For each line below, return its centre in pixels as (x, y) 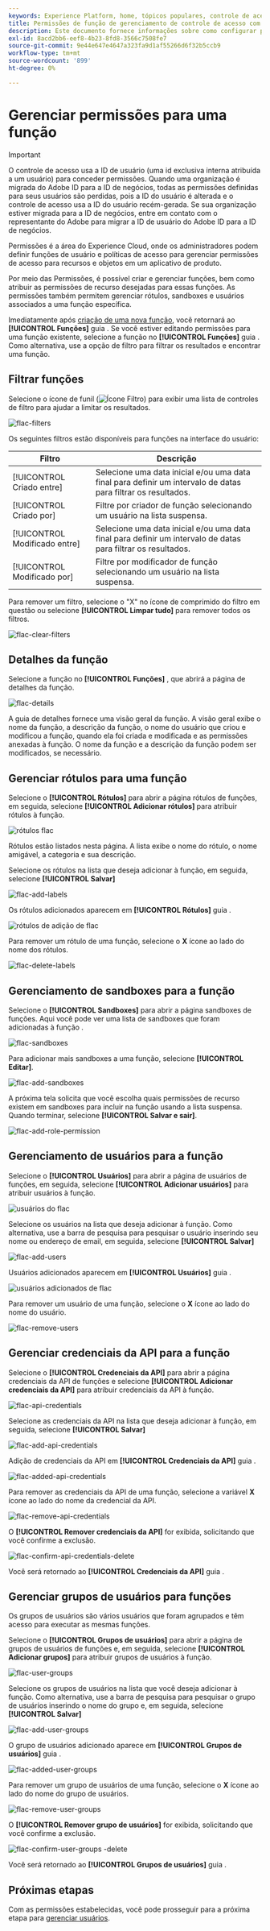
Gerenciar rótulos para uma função (98, 778)
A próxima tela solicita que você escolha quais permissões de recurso (124, 1098)
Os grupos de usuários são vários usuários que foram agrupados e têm (126, 1616)
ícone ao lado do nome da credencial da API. (82, 1500)
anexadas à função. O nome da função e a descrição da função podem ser (133, 744)
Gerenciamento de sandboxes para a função (122, 990)
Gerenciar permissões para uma (118, 115)
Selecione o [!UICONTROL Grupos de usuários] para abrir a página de (125, 1640)
